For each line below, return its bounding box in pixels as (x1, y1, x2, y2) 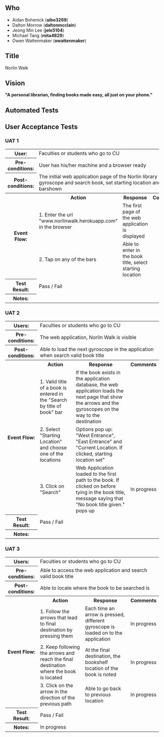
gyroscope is (85, 623, 115, 630)
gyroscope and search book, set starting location (39, 179, 151, 186)
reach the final (40, 655, 73, 662)
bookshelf (85, 659, 108, 666)
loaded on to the (85, 629, 123, 636)
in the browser (39, 223, 72, 230)
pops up (75, 507, 95, 514)
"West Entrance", (75, 432, 116, 439)
